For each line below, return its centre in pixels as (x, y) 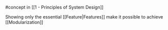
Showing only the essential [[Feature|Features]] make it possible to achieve (84, 17)
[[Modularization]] (24, 22)
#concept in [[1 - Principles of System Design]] (54, 7)
